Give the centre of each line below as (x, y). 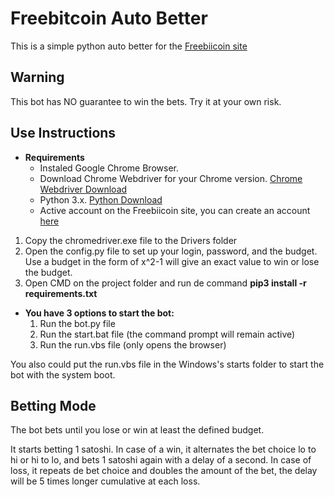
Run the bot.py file (77, 323)
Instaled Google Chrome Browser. (109, 168)
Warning (37, 77)
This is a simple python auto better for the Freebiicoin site (129, 46)
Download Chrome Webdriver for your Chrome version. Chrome (171, 178)
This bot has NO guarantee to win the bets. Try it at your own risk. (146, 101)
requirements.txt (61, 293)
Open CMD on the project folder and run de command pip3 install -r (165, 283)
